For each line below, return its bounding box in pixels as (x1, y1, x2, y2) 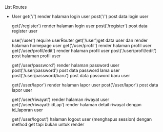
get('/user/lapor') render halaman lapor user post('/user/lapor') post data (11, 82, 158, 88)
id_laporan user (11, 107, 43, 113)
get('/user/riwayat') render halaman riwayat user (11, 97, 109, 102)
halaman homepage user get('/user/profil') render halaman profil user (11, 43, 152, 48)
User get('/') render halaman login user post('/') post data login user (11, 14, 149, 19)
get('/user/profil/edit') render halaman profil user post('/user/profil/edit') (11, 48, 157, 53)
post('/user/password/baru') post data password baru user (11, 73, 130, 78)
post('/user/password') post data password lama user (11, 67, 120, 73)
